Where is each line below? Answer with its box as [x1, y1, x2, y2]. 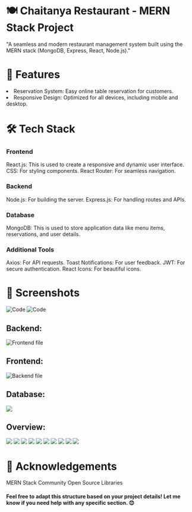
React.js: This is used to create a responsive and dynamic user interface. [6, 161, 184, 168]
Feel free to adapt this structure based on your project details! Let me [6, 492, 181, 500]
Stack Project [6, 21, 74, 35]
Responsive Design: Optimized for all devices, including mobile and [14, 94, 178, 101]
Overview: [6, 422, 46, 432]
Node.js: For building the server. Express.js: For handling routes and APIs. [6, 196, 186, 203]
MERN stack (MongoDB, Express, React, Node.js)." [6, 46, 131, 54]
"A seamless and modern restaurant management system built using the [6, 41, 183, 48]
